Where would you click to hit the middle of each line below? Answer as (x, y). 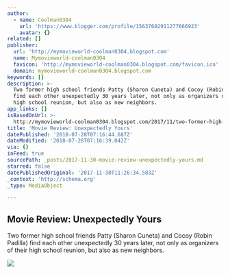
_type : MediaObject (35, 186)
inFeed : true (26, 154)
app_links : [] (27, 109)
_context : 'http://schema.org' (52, 179)
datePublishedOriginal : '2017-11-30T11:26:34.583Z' (82, 173)
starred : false (29, 166)
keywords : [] (26, 77)
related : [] (24, 39)
